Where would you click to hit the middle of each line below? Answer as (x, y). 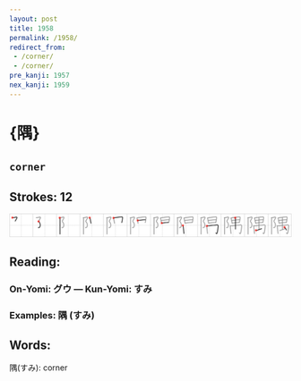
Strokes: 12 (41, 197)
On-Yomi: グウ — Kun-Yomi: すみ (81, 289)
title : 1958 (31, 28)
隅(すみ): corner (39, 368)
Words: (30, 345)
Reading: (35, 262)
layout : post (34, 19)
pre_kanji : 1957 (39, 76)
